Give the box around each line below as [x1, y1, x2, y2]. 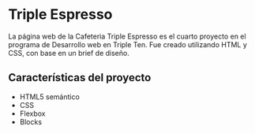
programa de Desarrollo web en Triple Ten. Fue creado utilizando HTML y [8, 39, 247, 49]
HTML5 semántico [19, 92, 81, 102]
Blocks [19, 116, 42, 127]
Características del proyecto [8, 71, 152, 84]
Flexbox [19, 109, 46, 118]
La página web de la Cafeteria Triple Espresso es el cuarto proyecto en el [8, 31, 246, 41]
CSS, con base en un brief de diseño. [8, 48, 130, 57]
